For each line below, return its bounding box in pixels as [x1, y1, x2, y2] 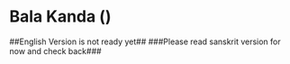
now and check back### [9, 45, 102, 56]
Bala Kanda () [9, 6, 112, 27]
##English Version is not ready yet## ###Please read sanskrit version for [9, 36, 281, 47]
